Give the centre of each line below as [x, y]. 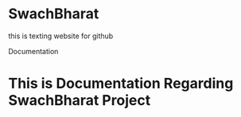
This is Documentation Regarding [121, 84]
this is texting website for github [61, 36]
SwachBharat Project [80, 101]
